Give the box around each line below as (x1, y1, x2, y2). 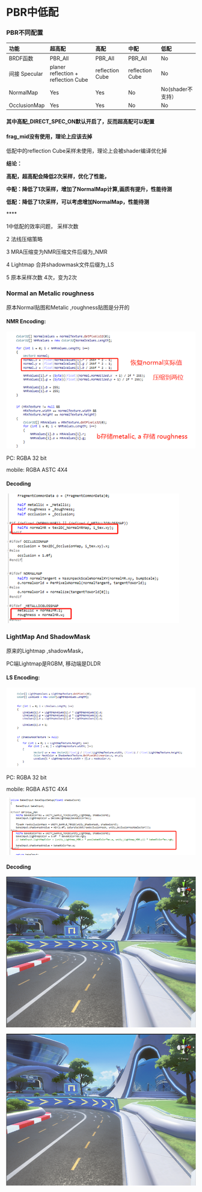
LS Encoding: (6, 674, 40, 681)
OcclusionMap (8, 102, 45, 109)
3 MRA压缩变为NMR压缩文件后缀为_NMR (6, 248, 108, 255)
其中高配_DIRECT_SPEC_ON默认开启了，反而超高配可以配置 (6, 118, 155, 125)
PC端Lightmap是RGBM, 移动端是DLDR (6, 659, 101, 667)
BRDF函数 (8, 55, 34, 62)
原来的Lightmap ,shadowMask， (6, 647, 87, 654)
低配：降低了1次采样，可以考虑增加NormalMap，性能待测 (6, 198, 149, 206)
